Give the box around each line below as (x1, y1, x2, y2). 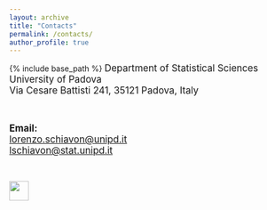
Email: (9, 122, 38, 134)
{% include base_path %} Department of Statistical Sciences (9, 62, 259, 75)
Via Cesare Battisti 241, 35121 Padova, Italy (9, 85, 200, 97)
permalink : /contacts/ (9, 29, 93, 38)
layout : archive (9, 12, 69, 22)
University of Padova (9, 73, 102, 85)
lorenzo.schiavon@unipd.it (9, 133, 128, 146)
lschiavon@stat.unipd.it (9, 144, 114, 157)
